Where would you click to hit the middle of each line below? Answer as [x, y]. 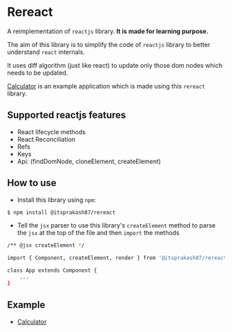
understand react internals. [46, 52]
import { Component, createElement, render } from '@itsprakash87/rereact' [118, 258]
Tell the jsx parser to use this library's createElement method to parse [116, 225]
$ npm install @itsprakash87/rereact [61, 212]
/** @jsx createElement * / [46, 246]
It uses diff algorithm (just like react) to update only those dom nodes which [115, 65]
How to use [32, 183]
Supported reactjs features [67, 115]
